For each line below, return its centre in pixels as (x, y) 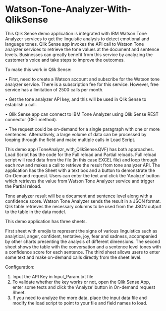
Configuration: (20, 267)
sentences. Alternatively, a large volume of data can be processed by (76, 134)
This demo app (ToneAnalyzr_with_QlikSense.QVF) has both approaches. (80, 149)
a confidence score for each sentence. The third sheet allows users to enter (83, 252)
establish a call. (21, 104)
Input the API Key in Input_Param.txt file (53, 276)
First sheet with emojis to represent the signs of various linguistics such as (81, 231)
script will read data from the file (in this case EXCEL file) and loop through (81, 159)
